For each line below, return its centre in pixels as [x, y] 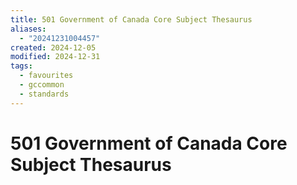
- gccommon [42, 85]
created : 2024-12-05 [53, 47]
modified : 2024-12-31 [55, 57]
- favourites [46, 76]
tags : [21, 66]
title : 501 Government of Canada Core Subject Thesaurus [131, 19]
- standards [44, 94]
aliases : [28, 29]
